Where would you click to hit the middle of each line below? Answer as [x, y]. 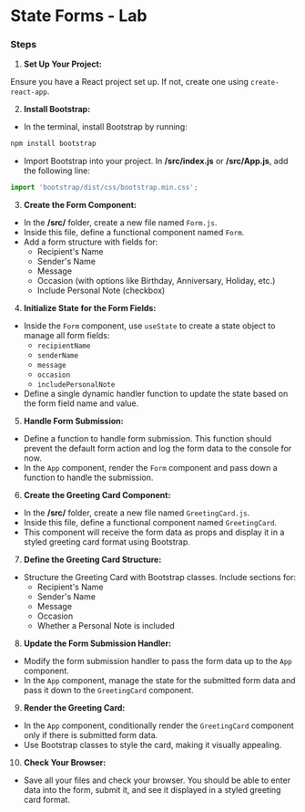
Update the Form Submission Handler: [97, 643]
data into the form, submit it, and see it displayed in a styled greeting [152, 790]
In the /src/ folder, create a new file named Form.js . [120, 223]
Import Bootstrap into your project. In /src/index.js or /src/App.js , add [156, 161]
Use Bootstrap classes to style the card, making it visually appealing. [152, 745]
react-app [29, 92]
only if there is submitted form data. [91, 735]
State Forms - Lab [79, 16]
